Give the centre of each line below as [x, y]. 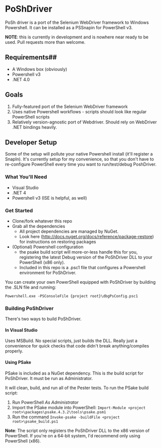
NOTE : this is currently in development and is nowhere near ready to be [77, 37]
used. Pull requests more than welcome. [45, 42]
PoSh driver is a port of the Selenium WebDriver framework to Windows [77, 22]
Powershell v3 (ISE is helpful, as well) [50, 198]
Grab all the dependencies [39, 226]
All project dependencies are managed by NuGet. [69, 231]
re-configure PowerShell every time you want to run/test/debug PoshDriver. [81, 164]
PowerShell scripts [31, 117]
